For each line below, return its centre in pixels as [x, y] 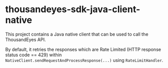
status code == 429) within [34, 55]
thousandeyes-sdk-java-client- [73, 9]
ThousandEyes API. [26, 40]
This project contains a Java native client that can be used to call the [77, 34]
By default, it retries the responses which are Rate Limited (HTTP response [83, 49]
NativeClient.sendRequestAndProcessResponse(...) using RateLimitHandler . [84, 60]
